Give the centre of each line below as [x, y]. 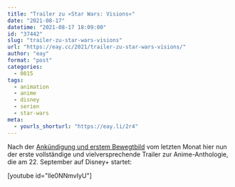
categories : [25, 67]
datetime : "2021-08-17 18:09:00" [57, 27]
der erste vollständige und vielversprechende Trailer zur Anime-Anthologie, [118, 154]
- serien [27, 107]
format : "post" [30, 60]
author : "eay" [28, 54]
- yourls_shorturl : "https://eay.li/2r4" [76, 126]
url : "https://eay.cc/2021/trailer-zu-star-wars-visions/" [97, 47]
